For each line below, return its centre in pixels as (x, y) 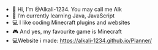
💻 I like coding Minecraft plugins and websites (71, 22)
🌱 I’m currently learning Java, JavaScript (63, 16)
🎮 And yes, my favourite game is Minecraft (67, 31)
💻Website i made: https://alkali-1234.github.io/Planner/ (82, 40)
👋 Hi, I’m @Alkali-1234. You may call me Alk (67, 9)
